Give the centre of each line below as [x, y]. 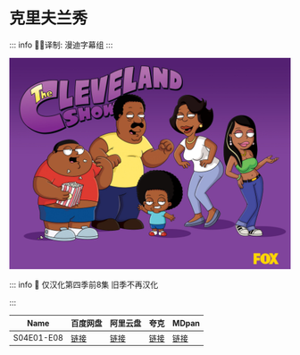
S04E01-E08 [38, 338]
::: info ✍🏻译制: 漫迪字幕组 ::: [61, 45]
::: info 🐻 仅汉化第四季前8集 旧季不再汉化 [84, 284]
